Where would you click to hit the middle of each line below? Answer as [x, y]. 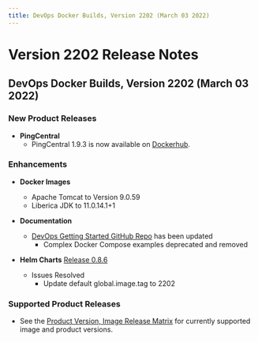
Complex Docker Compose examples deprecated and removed [146, 244]
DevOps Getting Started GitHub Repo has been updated [122, 236]
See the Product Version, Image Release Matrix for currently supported [135, 321]
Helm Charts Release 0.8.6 [64, 259]
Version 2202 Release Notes [103, 54]
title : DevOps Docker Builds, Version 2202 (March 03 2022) [109, 15]
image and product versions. [66, 329]
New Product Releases [52, 118]
